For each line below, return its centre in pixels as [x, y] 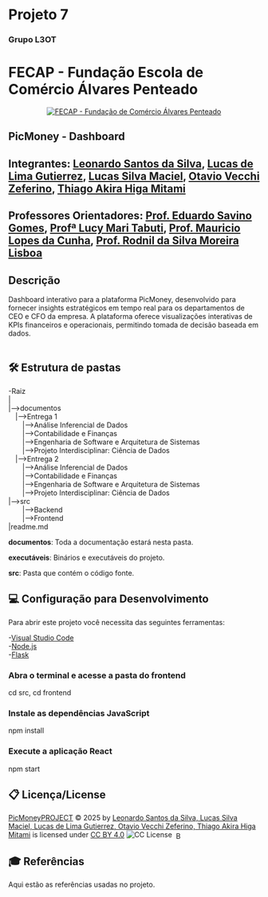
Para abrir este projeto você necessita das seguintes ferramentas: [116, 622]
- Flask [19, 655]
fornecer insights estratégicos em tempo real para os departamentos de [127, 308]
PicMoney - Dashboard [67, 137]
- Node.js [23, 646]
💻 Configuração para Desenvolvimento [108, 599]
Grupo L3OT [33, 40]
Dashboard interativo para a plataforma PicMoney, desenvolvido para [122, 300]
